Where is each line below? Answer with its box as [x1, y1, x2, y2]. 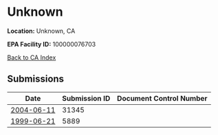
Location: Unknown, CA [7, 27, 76, 35]
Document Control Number [116, 93, 208, 103]
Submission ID [61, 93, 111, 103]
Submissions [7, 73, 64, 85]
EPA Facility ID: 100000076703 [7, 40, 96, 48]
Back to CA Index [7, 53, 56, 62]
